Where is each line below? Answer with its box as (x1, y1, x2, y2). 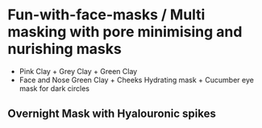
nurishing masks (7, 40, 122, 58)
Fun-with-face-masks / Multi (7, 6, 206, 24)
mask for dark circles (19, 83, 90, 93)
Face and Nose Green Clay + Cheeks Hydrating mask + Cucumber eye (19, 75, 255, 85)
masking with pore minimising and (7, 23, 243, 41)
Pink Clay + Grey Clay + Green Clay (19, 66, 138, 76)
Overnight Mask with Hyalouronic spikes (7, 107, 217, 121)
